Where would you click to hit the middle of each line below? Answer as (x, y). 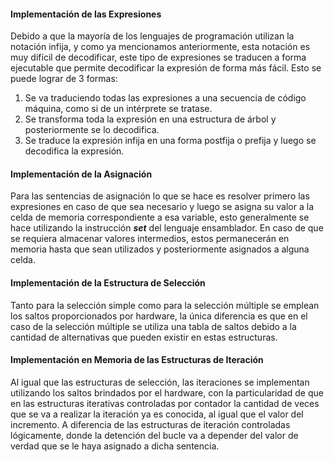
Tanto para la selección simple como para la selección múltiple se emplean (165, 305)
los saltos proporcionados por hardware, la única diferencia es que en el (159, 316)
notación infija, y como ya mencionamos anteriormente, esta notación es (160, 47)
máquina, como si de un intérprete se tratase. (118, 109)
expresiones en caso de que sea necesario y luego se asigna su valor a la (162, 207)
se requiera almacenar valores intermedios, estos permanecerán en (150, 239)
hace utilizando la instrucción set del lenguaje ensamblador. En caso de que (167, 228)
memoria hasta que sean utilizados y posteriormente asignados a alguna (160, 249)
